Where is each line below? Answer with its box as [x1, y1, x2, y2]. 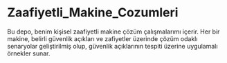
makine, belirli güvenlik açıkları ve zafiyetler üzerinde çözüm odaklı [7, 34, 198, 42]
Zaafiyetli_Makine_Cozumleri [7, 5, 179, 21]
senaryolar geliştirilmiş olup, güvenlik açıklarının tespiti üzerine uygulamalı [7, 42, 218, 50]
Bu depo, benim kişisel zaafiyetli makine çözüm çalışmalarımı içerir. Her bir [7, 27, 220, 36]
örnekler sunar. [7, 49, 51, 58]
